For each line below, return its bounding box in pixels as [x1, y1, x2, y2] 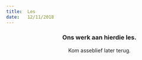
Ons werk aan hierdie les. [62, 34, 137, 42]
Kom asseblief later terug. [67, 46, 131, 54]
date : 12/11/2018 [6, 14, 54, 20]
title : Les [6, 8, 35, 15]
